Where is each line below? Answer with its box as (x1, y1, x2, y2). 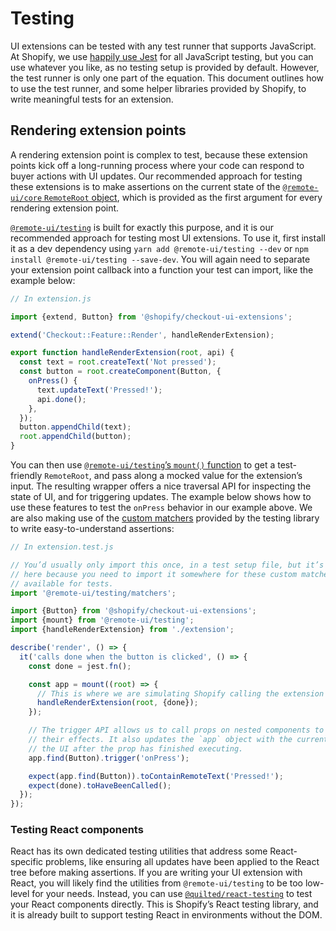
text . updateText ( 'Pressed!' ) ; (36, 385, 163, 395)
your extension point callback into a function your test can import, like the (10, 263, 314, 276)
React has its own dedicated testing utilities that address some (10, 845, 268, 857)
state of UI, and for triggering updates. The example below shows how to (10, 491, 312, 502)
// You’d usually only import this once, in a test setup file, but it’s (10, 560, 325, 570)
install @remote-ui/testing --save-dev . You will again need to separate (10, 253, 311, 265)
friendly (10, 470, 43, 481)
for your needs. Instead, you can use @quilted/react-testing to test (31, 888, 313, 900)
